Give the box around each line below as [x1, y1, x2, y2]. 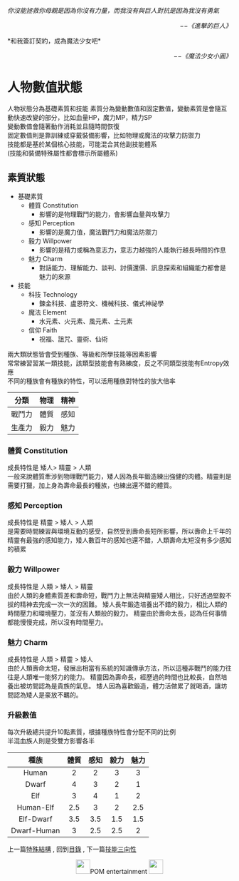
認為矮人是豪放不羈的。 [13, 691, 83, 699]
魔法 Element [28, 307, 67, 316]
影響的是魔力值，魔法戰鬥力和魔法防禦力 [38, 228, 158, 236]
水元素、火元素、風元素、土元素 [38, 317, 133, 325]
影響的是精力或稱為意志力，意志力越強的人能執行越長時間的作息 [38, 245, 226, 254]
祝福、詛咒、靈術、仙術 [38, 335, 108, 343]
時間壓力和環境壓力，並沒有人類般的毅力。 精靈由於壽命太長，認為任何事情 [7, 608, 228, 617]
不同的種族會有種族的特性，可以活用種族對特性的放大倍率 [7, 377, 176, 385]
